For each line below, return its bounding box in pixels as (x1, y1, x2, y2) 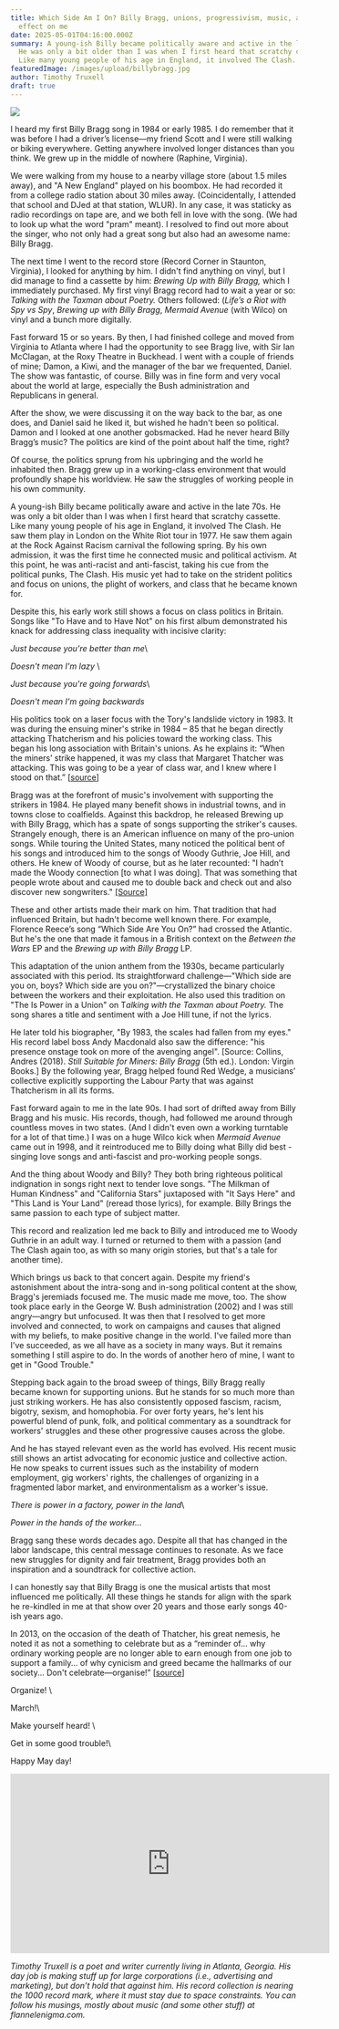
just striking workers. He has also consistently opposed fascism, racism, (10, 1396, 282, 1407)
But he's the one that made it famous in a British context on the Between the (10, 932, 296, 944)
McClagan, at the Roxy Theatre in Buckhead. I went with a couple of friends (10, 350, 294, 361)
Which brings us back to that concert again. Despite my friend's (10, 1272, 251, 1283)
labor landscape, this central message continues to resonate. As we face (10, 1544, 283, 1556)
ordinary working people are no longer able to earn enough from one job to (10, 1648, 293, 1659)
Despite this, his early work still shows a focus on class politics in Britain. (10, 606, 284, 617)
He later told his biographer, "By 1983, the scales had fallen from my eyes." (10, 1026, 292, 1037)
